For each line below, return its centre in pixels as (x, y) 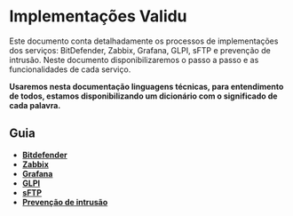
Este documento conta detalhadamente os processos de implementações (144, 41)
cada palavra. (35, 105)
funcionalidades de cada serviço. (70, 69)
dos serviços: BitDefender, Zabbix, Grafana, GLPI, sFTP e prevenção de (140, 50)
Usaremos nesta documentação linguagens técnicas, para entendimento (146, 86)
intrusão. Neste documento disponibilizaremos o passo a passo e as (134, 60)
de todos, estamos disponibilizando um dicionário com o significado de (143, 96)
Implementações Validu (99, 16)
